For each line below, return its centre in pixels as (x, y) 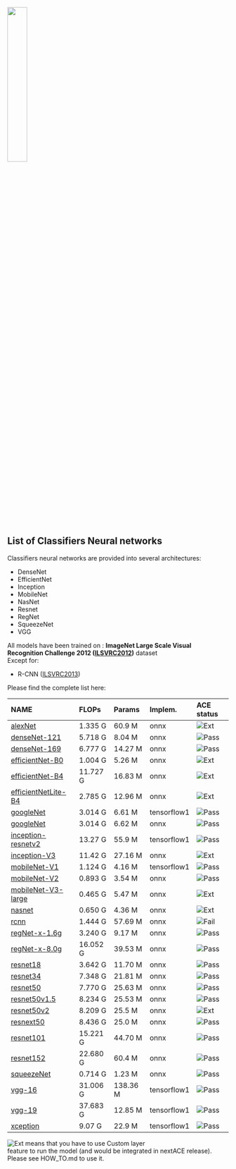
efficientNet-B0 (37, 760)
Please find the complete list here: (57, 687)
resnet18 (26, 965)
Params (127, 709)
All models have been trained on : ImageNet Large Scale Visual (99, 645)
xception (25, 1126)
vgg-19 (24, 1110)
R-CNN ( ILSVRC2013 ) (49, 674)
